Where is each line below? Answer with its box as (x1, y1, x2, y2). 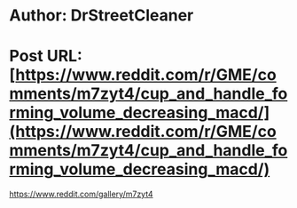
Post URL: (9, 46, 82, 67)
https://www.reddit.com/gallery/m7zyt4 (9, 188, 153, 200)
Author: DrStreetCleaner (9, 5, 194, 26)
